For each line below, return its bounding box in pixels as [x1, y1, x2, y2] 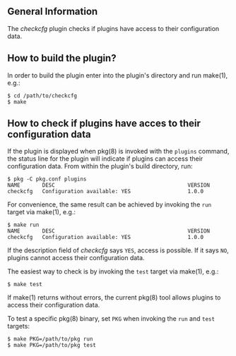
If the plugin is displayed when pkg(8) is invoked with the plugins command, [7, 147, 230, 156]
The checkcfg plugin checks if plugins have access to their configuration [7, 24, 220, 32]
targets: [7, 322, 30, 331]
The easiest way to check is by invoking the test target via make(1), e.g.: [7, 267, 219, 276]
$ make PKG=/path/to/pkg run [7, 336, 93, 343]
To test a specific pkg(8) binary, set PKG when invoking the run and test [7, 314, 216, 323]
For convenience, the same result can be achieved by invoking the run [7, 200, 212, 209]
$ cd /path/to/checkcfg [7, 92, 78, 99]
